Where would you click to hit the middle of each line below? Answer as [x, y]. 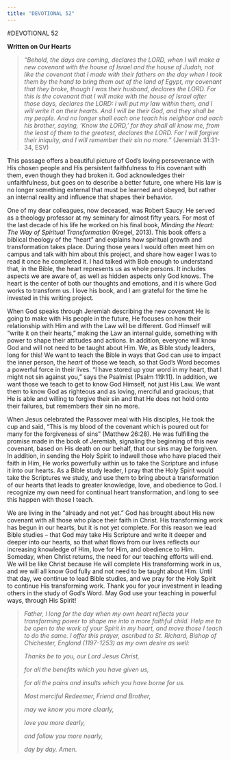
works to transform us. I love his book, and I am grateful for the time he [107, 290]
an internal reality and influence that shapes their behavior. [90, 197]
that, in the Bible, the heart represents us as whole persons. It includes [107, 268]
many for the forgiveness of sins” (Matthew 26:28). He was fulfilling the [108, 434]
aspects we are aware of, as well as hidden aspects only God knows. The [111, 276]
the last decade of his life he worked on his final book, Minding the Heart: [111, 224]
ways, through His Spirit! [42, 600]
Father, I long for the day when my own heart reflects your [106, 613]
